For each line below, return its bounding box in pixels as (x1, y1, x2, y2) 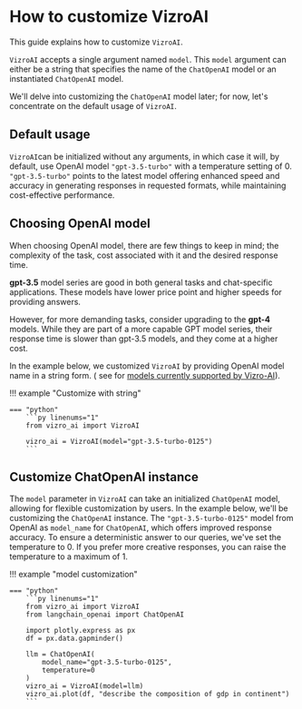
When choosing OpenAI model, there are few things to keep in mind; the (9, 240, 279, 251)
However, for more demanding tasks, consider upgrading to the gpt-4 (9, 313, 270, 324)
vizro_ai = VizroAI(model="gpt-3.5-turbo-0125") (25, 437, 213, 446)
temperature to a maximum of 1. (9, 551, 129, 562)
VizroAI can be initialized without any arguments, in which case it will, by (9, 151, 279, 162)
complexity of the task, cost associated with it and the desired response (9, 250, 278, 261)
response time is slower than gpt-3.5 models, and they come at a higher (9, 333, 278, 344)
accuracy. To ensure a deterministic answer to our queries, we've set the (9, 532, 282, 543)
